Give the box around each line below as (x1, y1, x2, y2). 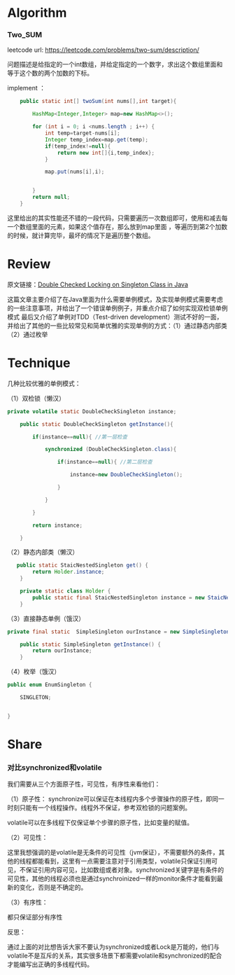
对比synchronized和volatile (7, 762, 103, 772)
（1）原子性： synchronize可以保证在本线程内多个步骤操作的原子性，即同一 (7, 795, 225, 803)
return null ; (32, 194, 71, 201)
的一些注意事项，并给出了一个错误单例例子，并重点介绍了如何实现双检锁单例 (7, 303, 228, 312)
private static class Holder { (20, 588, 111, 595)
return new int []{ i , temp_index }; (57, 149, 155, 156)
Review (7, 256, 51, 272)
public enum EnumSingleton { (7, 682, 92, 689)
